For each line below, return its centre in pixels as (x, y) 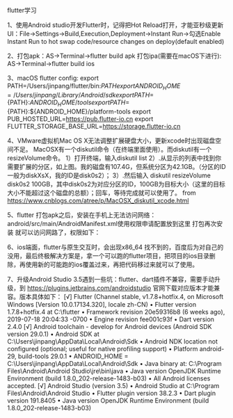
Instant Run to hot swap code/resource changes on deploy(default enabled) (116, 41)
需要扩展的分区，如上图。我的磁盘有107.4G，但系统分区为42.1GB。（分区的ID (116, 166)
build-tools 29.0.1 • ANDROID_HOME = (73, 356)
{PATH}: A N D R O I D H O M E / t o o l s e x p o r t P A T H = (69, 103)
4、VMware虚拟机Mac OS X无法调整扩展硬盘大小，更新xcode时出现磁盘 (111, 140)
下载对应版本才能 (189, 288)
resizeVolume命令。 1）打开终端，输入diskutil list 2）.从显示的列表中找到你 (114, 158)
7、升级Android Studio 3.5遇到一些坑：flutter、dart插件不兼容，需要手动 (111, 279)
